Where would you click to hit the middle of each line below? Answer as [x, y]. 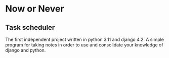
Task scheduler [30, 27]
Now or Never [35, 9]
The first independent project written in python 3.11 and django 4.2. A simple [85, 39]
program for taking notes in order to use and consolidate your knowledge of [84, 45]
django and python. [26, 50]
